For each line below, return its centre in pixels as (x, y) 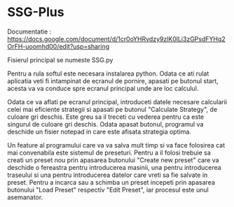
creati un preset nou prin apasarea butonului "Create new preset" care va (113, 160)
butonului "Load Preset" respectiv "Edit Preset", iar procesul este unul (108, 190)
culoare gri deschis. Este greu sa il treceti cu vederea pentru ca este (106, 117)
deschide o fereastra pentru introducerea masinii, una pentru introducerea (115, 167)
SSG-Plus (36, 12)
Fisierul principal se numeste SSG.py (60, 59)
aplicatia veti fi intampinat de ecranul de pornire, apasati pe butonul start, (113, 80)
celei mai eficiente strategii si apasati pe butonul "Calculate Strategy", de (112, 109)
